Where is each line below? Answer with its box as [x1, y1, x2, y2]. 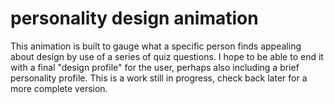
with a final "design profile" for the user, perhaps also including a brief [10, 61, 300, 73]
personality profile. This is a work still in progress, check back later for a [10, 72, 308, 84]
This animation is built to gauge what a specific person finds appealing [10, 40, 302, 52]
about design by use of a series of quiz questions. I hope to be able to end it [10, 50, 324, 62]
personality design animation [10, 7, 259, 30]
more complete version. [10, 82, 108, 94]
